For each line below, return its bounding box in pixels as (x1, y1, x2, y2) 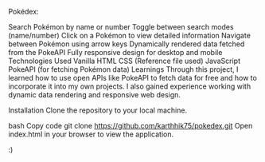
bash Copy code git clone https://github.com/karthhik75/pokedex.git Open (8, 121, 253, 130)
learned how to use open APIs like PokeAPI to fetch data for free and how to (8, 73, 257, 82)
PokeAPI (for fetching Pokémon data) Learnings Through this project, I (8, 65, 239, 74)
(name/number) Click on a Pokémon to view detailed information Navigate (8, 31, 251, 40)
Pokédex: (8, 7, 39, 16)
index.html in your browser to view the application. (8, 129, 174, 139)
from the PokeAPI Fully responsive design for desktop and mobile (8, 48, 223, 57)
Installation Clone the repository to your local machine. (8, 105, 188, 115)
